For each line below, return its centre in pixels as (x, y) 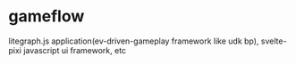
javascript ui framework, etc (75, 50)
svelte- (274, 41)
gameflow (47, 16)
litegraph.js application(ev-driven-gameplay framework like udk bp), (134, 41)
